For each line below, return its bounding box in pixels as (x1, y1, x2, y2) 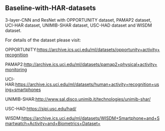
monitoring (5, 66, 27, 72)
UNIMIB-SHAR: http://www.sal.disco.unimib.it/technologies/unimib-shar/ (5, 96, 151, 102)
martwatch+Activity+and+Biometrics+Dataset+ (5, 120, 101, 126)
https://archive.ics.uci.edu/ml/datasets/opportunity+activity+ (37, 46, 160, 52)
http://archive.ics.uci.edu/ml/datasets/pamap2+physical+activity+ (24, 61, 158, 67)
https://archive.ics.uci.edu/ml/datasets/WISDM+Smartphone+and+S (21, 115, 160, 121)
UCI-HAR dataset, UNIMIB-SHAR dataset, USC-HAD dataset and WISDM (5, 22, 152, 28)
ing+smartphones (5, 86, 41, 93)
